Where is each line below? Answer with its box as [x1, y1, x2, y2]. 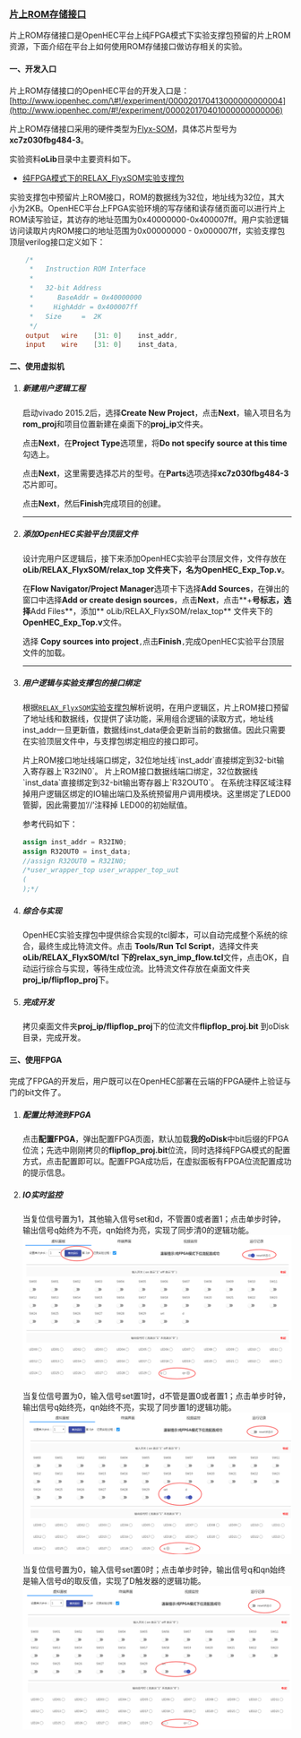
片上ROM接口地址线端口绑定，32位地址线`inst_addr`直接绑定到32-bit [21, 755, 277, 765]
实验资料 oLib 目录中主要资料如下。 [9, 153, 136, 164]
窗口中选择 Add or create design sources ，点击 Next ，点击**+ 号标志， [21, 594, 284, 605]
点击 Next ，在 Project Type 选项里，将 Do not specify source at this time [21, 437, 288, 448]
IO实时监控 [21, 1189, 63, 1200]
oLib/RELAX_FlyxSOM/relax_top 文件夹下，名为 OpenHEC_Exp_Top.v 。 [21, 564, 289, 575]
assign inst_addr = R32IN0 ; [21, 837, 127, 846]
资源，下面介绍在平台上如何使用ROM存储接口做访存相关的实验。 [9, 41, 248, 52]
